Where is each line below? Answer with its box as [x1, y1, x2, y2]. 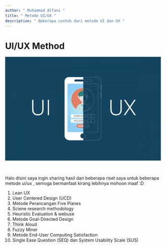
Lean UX [12, 190, 31, 196]
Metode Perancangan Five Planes [12, 201, 81, 207]
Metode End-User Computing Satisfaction [12, 232, 98, 238]
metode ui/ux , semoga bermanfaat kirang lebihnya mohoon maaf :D [5, 180, 144, 186]
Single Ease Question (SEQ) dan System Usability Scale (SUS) [12, 237, 139, 243]
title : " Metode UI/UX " [5, 13, 56, 18]
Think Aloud [12, 221, 37, 227]
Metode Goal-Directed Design [12, 216, 74, 222]
